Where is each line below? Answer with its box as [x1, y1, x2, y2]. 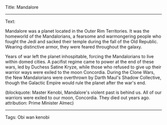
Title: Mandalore [5, 4, 39, 10]
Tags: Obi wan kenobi [5, 114, 50, 120]
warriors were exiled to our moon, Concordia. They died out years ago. [5, 95, 151, 101]
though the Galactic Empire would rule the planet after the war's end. [5, 80, 147, 86]
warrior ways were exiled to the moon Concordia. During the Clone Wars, [5, 69, 155, 75]
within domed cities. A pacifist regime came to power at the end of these [5, 59, 154, 64]
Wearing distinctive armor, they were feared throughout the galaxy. [5, 44, 143, 50]
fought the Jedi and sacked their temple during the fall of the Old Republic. [5, 39, 158, 44]
